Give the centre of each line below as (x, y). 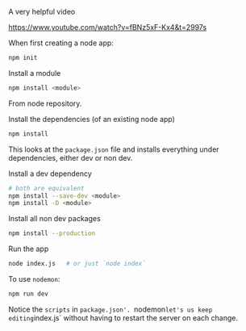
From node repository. (45, 103)
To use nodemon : (34, 279)
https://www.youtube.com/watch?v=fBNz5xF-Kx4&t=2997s (108, 27)
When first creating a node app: (61, 43)
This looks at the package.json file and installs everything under (114, 149)
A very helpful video (42, 12)
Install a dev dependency (50, 174)
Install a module (35, 73)
